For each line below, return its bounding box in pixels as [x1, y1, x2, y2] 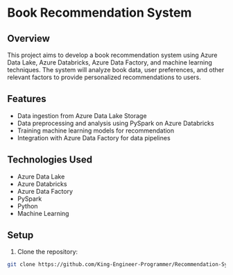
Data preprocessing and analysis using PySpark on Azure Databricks [17, 119, 214, 127]
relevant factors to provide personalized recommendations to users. [7, 73, 201, 81]
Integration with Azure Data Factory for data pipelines [17, 133, 171, 142]
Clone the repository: [17, 248, 78, 256]
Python [17, 201, 38, 210]
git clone [7, 261, 36, 268]
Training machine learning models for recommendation [17, 126, 175, 135]
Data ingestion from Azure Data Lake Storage [17, 111, 147, 119]
